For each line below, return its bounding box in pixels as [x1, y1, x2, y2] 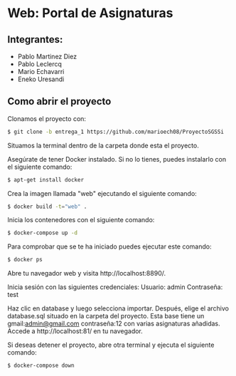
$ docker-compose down [7, 362, 75, 370]
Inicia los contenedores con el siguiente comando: [7, 216, 155, 224]
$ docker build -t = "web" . [7, 203, 87, 210]
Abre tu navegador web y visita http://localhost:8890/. [7, 269, 166, 278]
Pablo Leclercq [17, 60, 63, 68]
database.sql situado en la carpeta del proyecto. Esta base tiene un [7, 312, 205, 320]
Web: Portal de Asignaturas [7, 5, 173, 21]
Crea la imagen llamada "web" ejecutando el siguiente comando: [7, 189, 197, 197]
